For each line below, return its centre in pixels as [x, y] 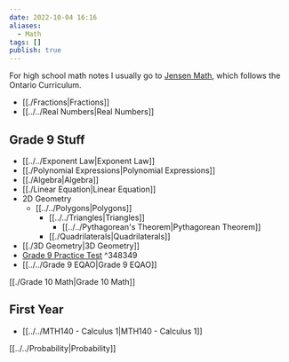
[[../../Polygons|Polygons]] [84, 208]
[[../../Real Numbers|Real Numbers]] [88, 112]
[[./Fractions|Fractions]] [65, 102]
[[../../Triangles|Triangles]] [96, 217]
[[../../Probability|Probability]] [63, 348]
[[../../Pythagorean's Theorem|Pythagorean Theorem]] [161, 226]
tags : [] [25, 42]
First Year [36, 310]
